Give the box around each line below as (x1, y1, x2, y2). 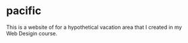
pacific (6, 4, 42, 18)
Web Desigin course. (6, 29, 58, 37)
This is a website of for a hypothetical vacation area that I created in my (6, 24, 182, 31)
